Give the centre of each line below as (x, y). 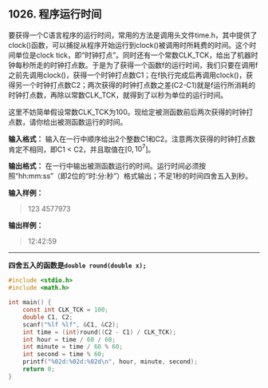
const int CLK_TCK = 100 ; (66, 310)
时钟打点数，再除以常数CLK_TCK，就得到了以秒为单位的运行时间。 (118, 95)
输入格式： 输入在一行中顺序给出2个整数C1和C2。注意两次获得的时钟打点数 (132, 139)
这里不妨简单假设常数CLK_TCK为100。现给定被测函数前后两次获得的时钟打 (131, 112)
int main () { (30, 303)
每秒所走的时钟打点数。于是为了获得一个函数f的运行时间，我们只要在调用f (136, 65)
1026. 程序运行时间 (55, 14)
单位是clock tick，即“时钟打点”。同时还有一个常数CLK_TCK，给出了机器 (133, 55)
